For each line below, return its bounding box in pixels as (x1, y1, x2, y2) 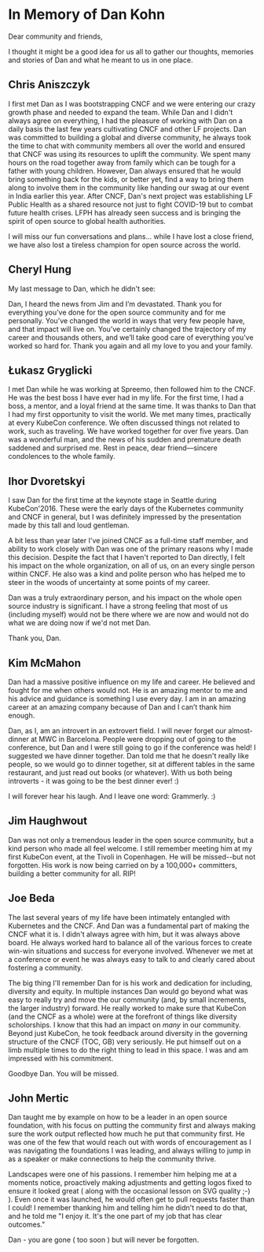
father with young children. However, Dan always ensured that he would (8, 166, 241, 175)
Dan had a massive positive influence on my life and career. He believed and (8, 677, 255, 687)
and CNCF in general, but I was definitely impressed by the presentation (8, 512, 242, 522)
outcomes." (8, 1220, 46, 1229)
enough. (8, 711, 35, 720)
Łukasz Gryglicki (8, 363, 93, 377)
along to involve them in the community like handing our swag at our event (8, 183, 250, 192)
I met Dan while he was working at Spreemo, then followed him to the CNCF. (8, 385, 255, 394)
